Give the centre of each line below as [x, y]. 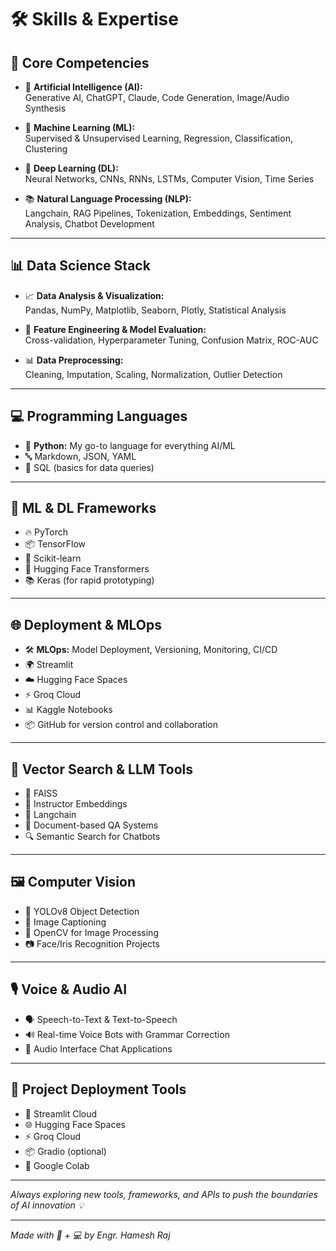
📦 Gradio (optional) [65, 1151]
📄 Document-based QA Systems [91, 825]
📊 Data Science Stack [80, 266]
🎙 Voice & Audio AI [69, 989]
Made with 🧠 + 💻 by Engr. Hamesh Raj [90, 1235]
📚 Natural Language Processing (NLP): [108, 199]
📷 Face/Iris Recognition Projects [92, 943]
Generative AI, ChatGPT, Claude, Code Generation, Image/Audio [157, 97]
